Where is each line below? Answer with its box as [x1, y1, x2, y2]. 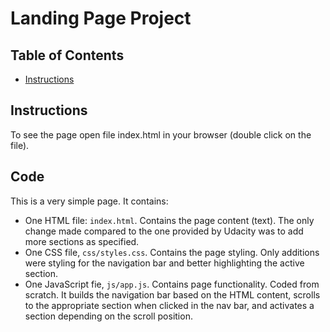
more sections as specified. [24, 235, 140, 247]
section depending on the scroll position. [24, 310, 193, 322]
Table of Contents [10, 47, 125, 64]
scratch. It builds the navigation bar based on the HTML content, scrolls [24, 288, 321, 301]
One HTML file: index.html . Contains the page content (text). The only [24, 214, 315, 226]
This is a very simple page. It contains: [10, 195, 169, 207]
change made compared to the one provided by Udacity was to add [24, 225, 304, 237]
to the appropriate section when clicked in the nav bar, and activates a [24, 299, 315, 311]
